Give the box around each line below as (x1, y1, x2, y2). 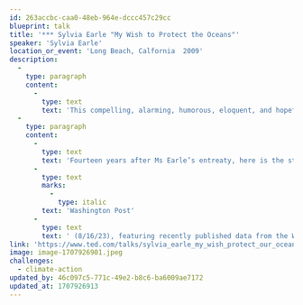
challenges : (9, 256, 54, 266)
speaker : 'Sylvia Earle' (9, 38, 103, 48)
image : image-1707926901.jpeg (9, 248, 124, 257)
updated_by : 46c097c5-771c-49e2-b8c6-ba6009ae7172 (9, 273, 204, 282)
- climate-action (17, 265, 83, 274)
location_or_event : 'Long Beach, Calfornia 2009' (9, 47, 204, 56)
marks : (41, 181, 67, 190)
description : (9, 55, 59, 64)
